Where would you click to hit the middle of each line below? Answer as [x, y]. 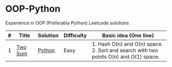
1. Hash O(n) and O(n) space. [127, 44]
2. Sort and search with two [125, 50]
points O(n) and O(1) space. [126, 56]
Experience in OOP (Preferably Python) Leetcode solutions [67, 23]
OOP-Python [33, 9]
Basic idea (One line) [128, 35]
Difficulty [75, 35]
